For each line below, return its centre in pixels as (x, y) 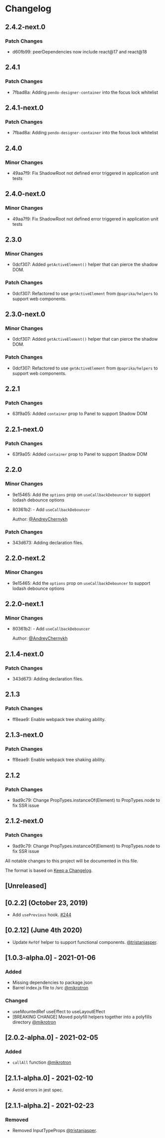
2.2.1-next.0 (24, 429)
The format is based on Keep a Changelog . (49, 870)
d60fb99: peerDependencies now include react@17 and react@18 (80, 52)
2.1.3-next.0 (24, 735)
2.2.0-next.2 (25, 558)
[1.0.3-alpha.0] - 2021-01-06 (50, 958)
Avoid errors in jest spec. (38, 1090)
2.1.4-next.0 (25, 654)
